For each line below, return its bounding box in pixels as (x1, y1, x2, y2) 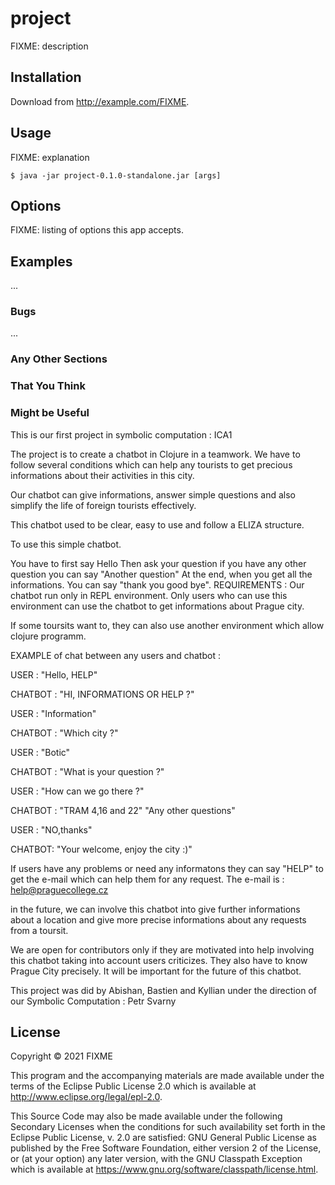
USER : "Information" (10, 707, 97, 719)
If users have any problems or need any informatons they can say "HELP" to (10, 862, 324, 874)
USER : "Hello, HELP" (10, 668, 98, 681)
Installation (10, 69, 82, 86)
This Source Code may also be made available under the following (10, 1110, 283, 1122)
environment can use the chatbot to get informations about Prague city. (10, 600, 305, 612)
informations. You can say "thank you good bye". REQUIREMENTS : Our (10, 578, 305, 591)
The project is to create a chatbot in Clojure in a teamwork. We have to (10, 448, 301, 460)
